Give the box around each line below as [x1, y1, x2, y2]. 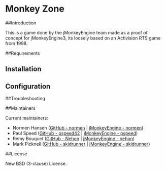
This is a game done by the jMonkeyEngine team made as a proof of [5, 29, 148, 35]
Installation [5, 65, 42, 73]
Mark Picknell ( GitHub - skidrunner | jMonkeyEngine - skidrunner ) [12, 141, 150, 147]
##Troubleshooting [5, 96, 46, 102]
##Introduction [5, 20, 37, 26]
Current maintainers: [5, 115, 48, 121]
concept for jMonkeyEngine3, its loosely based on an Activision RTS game [5, 35, 161, 41]
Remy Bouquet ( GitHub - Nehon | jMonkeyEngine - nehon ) [12, 136, 135, 142]
